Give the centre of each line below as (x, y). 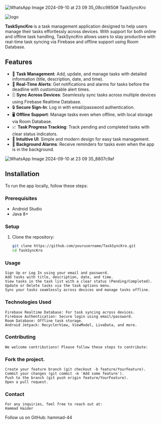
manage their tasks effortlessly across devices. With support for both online (80, 31)
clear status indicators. (35, 134)
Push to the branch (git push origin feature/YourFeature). (67, 378)
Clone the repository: (33, 237)
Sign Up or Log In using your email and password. (57, 273)
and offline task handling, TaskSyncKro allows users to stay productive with (80, 37)
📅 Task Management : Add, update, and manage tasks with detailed (79, 74)
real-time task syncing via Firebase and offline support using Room (72, 42)
